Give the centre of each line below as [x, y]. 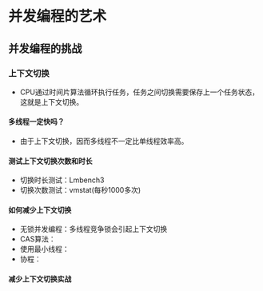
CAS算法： [38, 239]
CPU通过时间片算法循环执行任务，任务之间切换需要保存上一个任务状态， [139, 92]
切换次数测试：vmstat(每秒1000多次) [80, 190]
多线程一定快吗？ [36, 122]
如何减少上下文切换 [40, 209]
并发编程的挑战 [45, 48]
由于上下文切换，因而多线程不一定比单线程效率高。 [104, 142]
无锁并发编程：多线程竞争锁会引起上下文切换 [94, 229]
